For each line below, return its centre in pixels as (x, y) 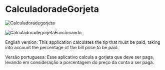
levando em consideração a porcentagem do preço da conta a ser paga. (79, 62)
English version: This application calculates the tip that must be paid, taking (83, 42)
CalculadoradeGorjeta (52, 9)
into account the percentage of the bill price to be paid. (62, 47)
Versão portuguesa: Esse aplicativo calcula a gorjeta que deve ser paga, (79, 57)
